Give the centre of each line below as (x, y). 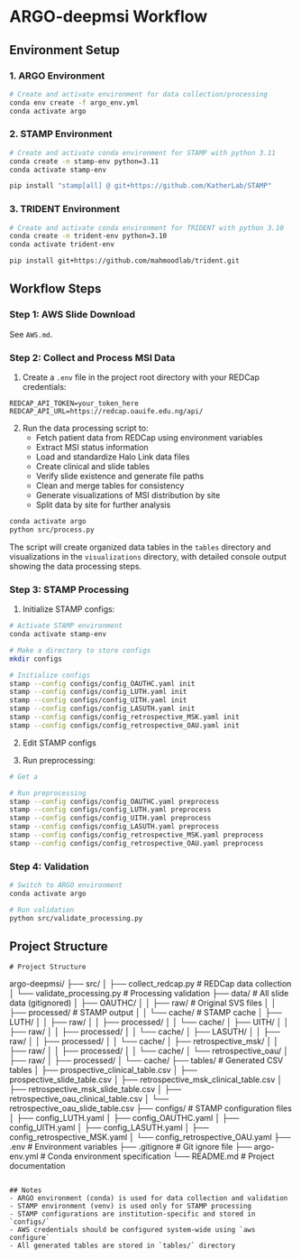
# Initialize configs (50, 675)
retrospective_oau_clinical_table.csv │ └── (89, 1099)
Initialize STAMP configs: (68, 609)
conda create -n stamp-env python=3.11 (84, 161)
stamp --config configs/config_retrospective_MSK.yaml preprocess (137, 835)
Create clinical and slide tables (93, 467)
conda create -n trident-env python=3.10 (88, 236)
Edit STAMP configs (59, 743)
